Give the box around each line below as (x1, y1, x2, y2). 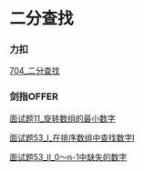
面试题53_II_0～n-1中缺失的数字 (9, 151, 128, 162)
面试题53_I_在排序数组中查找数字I (9, 132, 135, 143)
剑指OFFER (9, 90, 59, 103)
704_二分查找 (9, 65, 60, 76)
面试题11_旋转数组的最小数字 (9, 113, 116, 124)
